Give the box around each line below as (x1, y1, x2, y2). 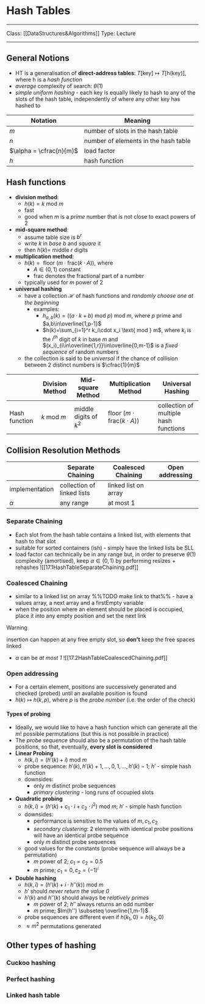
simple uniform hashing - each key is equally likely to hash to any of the (15, 89, 196, 96)
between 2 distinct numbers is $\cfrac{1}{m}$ (24, 361, 140, 368)
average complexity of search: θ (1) (15, 82, 104, 89)
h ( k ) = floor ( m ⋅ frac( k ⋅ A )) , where (24, 259, 113, 266)
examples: (33, 306, 60, 313)
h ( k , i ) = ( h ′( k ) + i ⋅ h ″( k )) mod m (24, 881, 104, 888)
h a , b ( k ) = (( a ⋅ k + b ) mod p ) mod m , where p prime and (42, 312, 182, 321)
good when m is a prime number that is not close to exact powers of (24, 213, 196, 220)
